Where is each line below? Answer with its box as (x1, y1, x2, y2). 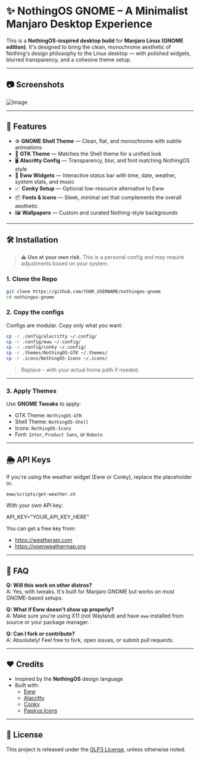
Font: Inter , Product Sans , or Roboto (14, 431, 103, 438)
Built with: (14, 681, 40, 689)
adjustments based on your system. (20, 260, 109, 267)
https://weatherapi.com (14, 536, 73, 544)
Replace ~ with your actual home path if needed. (20, 366, 140, 374)
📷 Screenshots (6, 79, 64, 90)
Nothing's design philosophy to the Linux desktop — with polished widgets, (6, 50, 192, 57)
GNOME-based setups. (6, 594, 64, 601)
